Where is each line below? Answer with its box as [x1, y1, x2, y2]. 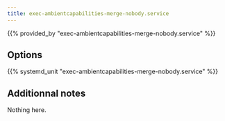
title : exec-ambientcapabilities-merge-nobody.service [7, 10, 169, 17]
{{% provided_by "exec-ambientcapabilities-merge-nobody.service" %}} [7, 29, 216, 37]
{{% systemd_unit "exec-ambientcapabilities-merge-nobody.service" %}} [7, 67, 219, 76]
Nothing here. [7, 106, 47, 114]
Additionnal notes [7, 87, 86, 99]
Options [7, 49, 43, 61]
